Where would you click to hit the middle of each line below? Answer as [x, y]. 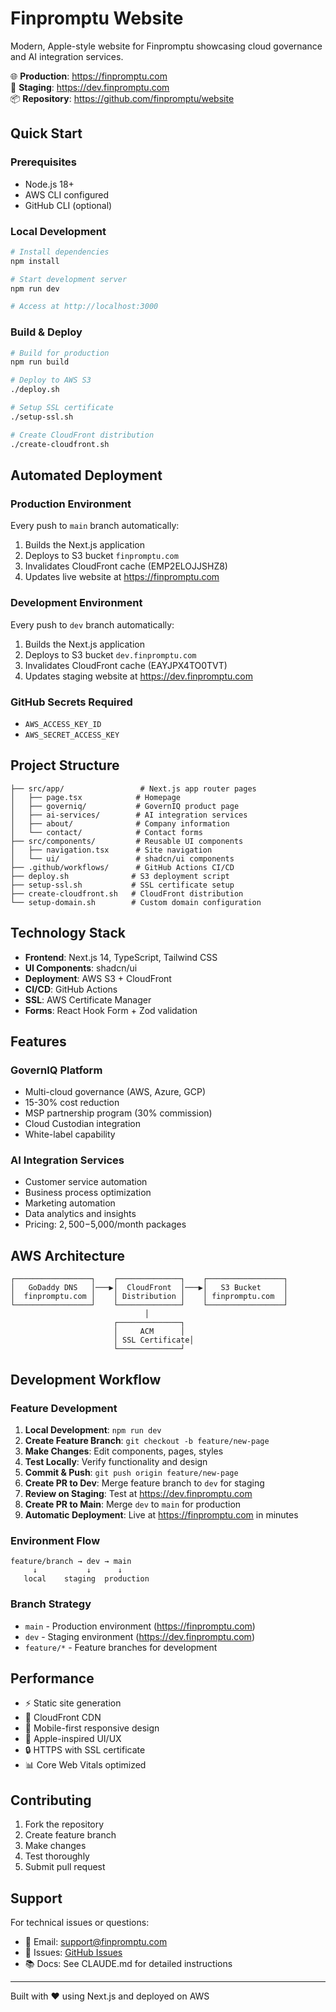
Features [38, 1041]
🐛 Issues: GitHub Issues [73, 1953]
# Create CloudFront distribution [82, 435]
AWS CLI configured [67, 194]
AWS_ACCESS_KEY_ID [63, 724]
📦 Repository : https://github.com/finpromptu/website [122, 98]
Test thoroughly [57, 1856]
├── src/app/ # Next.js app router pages [133, 788]
